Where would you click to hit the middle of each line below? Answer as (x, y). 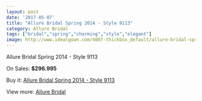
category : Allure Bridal (37, 29)
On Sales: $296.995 (32, 69)
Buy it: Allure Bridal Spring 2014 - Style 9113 (61, 80)
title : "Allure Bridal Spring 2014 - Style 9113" (70, 23)
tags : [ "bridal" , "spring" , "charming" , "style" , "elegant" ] (79, 34)
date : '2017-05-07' (31, 17)
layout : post (23, 12)
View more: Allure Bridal (36, 92)
